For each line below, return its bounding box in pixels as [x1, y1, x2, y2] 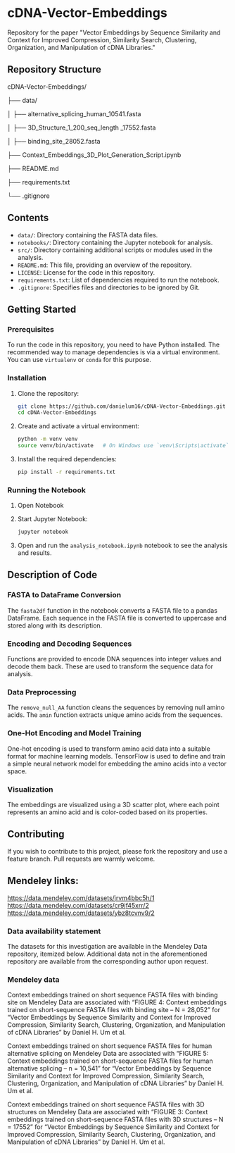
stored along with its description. [7, 621, 103, 630]
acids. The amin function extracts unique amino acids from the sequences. [7, 711, 223, 719]
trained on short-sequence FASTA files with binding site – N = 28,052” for [7, 1006, 220, 1014]
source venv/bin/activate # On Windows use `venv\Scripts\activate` [17, 442, 229, 449]
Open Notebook [17, 501, 65, 510]
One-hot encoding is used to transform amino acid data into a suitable [7, 744, 211, 753]
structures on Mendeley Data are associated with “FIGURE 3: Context [7, 1108, 208, 1116]
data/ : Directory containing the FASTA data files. [17, 230, 158, 239]
